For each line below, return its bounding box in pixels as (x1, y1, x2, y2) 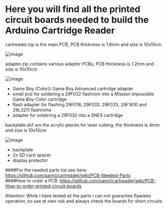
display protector (12, 157, 48, 163)
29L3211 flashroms (12, 107, 52, 113)
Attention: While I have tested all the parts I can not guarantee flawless (5, 192, 151, 198)
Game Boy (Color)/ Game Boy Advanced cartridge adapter (12, 85, 133, 91)
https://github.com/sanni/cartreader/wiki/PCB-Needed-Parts (5, 172, 131, 178)
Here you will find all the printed (5, 4, 140, 15)
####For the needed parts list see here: (5, 167, 88, 173)
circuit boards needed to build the (5, 14, 149, 26)
